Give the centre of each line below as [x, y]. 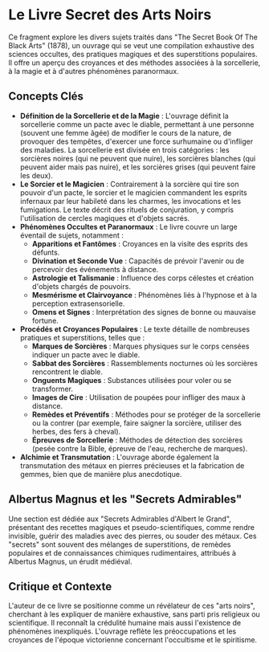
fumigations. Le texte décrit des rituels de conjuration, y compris [127, 210]
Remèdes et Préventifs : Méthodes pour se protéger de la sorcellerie [146, 414]
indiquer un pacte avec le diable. [86, 354]
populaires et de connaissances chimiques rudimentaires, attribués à [122, 552]
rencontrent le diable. [67, 372]
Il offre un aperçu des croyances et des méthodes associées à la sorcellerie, [134, 63]
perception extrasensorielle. [78, 304]
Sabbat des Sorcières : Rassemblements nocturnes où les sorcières [145, 363]
